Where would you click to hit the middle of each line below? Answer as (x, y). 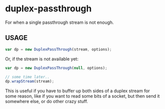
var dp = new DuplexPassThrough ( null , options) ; (56, 68)
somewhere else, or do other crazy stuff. (47, 102)
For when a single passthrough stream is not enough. (59, 22)
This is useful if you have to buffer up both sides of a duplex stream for (78, 91)
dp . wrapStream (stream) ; (30, 82)
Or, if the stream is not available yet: (42, 59)
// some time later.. (27, 77)
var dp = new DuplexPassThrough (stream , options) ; (58, 49)
